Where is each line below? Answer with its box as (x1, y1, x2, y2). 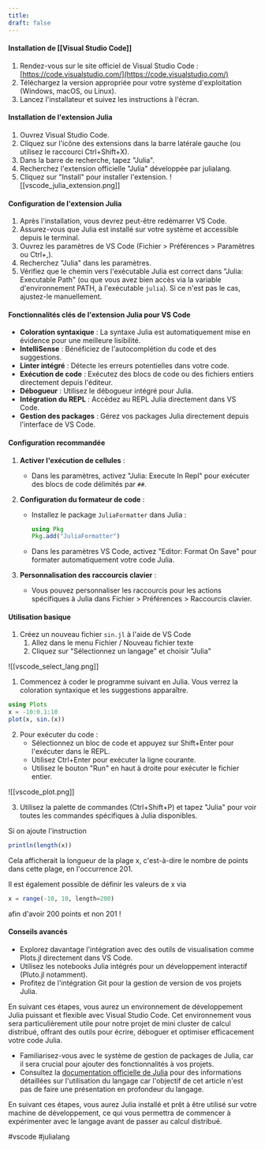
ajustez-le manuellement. (19, 292, 103, 301)
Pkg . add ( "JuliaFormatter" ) (31, 533, 121, 541)
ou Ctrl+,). (19, 250, 54, 259)
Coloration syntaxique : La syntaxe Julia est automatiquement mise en (19, 327, 251, 337)
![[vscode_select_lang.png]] (8, 661, 99, 672)
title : (8, 11, 30, 20)
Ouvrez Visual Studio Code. (19, 130, 110, 139)
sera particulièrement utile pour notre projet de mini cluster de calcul (8, 1019, 231, 1028)
